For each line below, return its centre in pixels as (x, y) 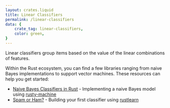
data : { (14, 24)
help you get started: (27, 79)
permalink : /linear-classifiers (40, 19)
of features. (17, 58)
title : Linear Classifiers (34, 15)
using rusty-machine (34, 94)
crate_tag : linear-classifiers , (49, 29)
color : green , (29, 34)
